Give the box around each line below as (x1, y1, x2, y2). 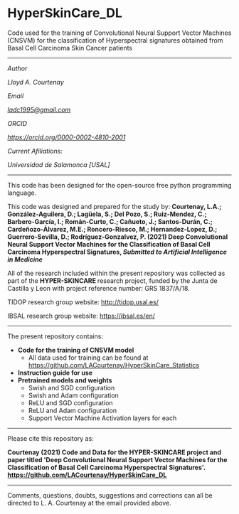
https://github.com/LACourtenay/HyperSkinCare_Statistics (28, 360, 200, 369)
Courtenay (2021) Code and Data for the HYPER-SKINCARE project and (7, 448, 222, 456)
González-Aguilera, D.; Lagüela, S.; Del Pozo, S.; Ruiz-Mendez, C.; (7, 210, 207, 218)
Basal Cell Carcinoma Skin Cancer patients (7, 43, 133, 52)
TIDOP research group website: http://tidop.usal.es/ (7, 297, 159, 306)
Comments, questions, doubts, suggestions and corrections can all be (7, 491, 213, 499)
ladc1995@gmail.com (7, 105, 71, 114)
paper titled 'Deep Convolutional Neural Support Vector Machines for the (7, 455, 228, 464)
